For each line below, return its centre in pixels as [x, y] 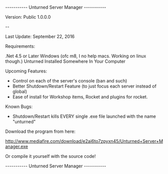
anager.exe [17, 146]
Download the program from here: [40, 131]
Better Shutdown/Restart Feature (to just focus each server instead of [85, 86]
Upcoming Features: [26, 71]
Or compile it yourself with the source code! [51, 156]
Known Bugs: [19, 107]
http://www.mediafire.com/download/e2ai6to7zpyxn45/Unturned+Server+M [84, 141]
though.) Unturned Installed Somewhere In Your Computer [65, 61]
